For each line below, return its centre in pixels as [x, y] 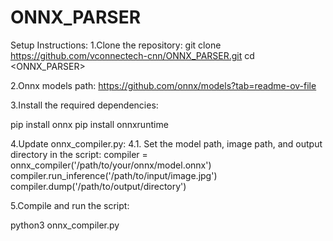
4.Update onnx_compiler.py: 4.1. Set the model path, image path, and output [166, 143]
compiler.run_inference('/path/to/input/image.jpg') [114, 175]
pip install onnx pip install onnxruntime [89, 124]
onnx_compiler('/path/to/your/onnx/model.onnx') [111, 165]
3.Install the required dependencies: [84, 105]
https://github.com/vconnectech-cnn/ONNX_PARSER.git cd [132, 55]
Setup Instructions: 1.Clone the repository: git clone [116, 45]
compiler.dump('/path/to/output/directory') [98, 186]
